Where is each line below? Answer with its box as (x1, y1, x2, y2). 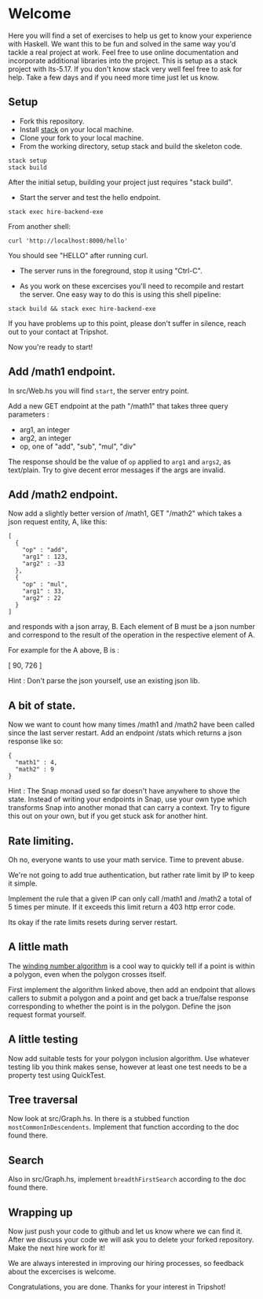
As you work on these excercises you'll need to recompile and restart (19, 281, 244, 291)
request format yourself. (8, 1009, 86, 1020)
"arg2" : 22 (22, 594, 61, 602)
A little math (8, 940, 69, 953)
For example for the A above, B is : (8, 646, 120, 655)
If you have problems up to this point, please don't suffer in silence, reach (8, 318, 247, 328)
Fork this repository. (19, 116, 85, 126)
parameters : (8, 409, 49, 419)
